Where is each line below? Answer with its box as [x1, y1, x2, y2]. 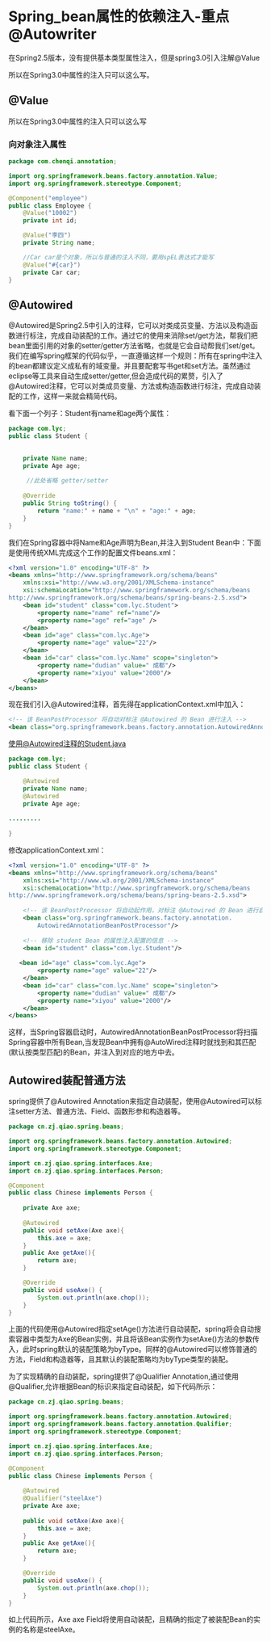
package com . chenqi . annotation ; [8, 158, 117, 166]
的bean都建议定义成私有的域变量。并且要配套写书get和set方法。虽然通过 [8, 361, 252, 371]
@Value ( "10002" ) [23, 209, 78, 217]
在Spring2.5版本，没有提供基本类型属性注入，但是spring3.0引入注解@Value [8, 53, 261, 62]
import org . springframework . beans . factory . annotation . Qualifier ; [8, 1420, 232, 1429]
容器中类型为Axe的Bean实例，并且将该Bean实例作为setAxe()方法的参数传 [15, 1334, 260, 1344]
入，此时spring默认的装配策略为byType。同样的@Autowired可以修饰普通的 [8, 1345, 257, 1354]
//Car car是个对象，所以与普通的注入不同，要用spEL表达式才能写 [23, 253, 215, 261]
